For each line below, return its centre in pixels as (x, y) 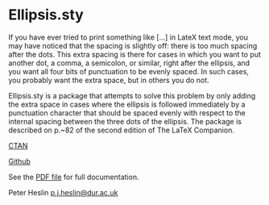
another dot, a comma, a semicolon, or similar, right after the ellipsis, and (129, 63)
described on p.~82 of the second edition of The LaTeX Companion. (122, 130)
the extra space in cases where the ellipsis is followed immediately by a (127, 104)
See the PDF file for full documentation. (74, 177)
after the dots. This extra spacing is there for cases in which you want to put (135, 54)
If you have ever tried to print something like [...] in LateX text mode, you (128, 37)
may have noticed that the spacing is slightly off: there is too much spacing (133, 45)
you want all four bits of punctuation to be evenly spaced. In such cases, (129, 71)
